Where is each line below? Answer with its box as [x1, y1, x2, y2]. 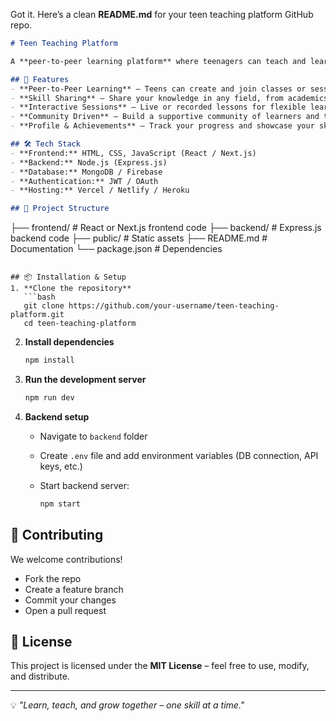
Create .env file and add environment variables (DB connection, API [39, 449, 319, 461]
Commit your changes [24, 594, 117, 606]
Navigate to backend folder [39, 430, 148, 442]
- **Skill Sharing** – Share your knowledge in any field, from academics [10, 93, 329, 103]
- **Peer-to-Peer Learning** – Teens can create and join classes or [10, 84, 307, 94]
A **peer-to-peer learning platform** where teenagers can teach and [10, 56, 307, 66]
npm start [39, 499, 82, 509]
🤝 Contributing [10, 527, 104, 544]
